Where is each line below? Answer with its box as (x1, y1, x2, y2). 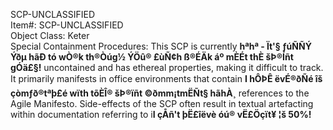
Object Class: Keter (10, 30, 90, 41)
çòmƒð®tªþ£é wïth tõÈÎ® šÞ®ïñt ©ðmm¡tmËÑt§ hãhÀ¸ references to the (10, 87, 310, 99)
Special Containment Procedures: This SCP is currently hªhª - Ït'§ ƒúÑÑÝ (10, 40, 312, 52)
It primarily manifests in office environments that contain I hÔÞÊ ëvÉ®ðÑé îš (10, 73, 323, 84)
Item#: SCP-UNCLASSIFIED (10, 19, 124, 31)
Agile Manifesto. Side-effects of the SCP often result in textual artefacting (10, 98, 314, 109)
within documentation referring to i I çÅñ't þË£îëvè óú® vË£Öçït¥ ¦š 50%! (10, 109, 312, 120)
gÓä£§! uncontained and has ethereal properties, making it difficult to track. (10, 62, 324, 73)
